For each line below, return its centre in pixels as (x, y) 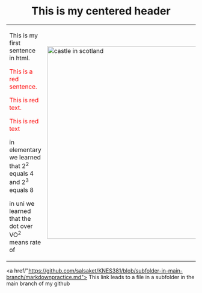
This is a (21, 72)
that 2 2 (19, 165)
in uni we (22, 203)
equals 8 (22, 190)
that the (20, 218)
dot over (21, 226)
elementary (25, 150)
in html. (20, 58)
